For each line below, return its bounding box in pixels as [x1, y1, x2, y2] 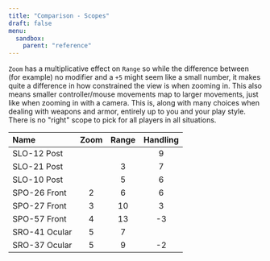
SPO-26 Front [12, 187, 67, 198]
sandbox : [15, 34, 45, 43]
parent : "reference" [23, 42, 92, 50]
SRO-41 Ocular [12, 226, 73, 238]
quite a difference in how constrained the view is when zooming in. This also [8, 81, 263, 91]
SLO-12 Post [12, 148, 63, 159]
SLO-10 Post [12, 174, 63, 185]
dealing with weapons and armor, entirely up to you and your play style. [8, 106, 246, 117]
